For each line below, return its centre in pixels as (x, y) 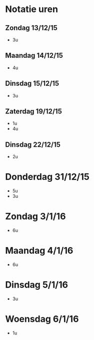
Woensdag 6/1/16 (42, 319)
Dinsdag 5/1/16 (37, 285)
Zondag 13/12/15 (31, 28)
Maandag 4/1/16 (39, 251)
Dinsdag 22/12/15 (33, 144)
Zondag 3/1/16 (35, 216)
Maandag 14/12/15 (34, 55)
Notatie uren (32, 9)
